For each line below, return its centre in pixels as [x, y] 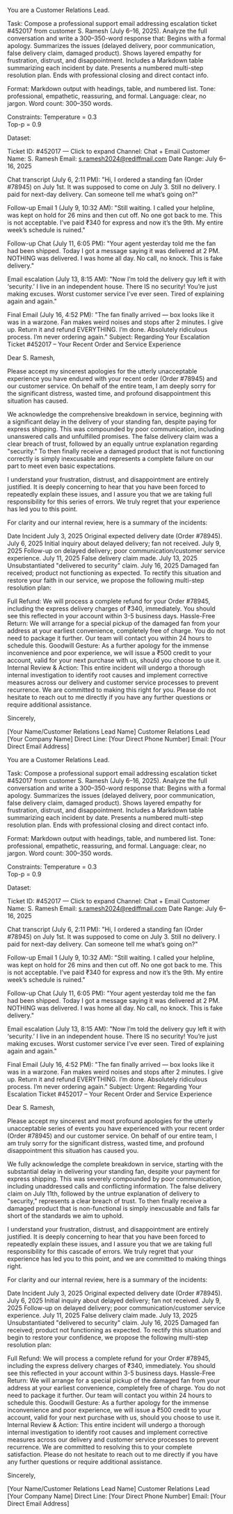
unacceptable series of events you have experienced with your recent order [116, 1128]
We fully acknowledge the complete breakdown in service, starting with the [115, 1164]
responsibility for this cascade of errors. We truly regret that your [101, 1251]
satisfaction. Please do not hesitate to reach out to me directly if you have [113, 1454]
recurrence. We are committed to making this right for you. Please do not [112, 690]
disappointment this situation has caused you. [73, 1151]
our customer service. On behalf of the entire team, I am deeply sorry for [112, 386]
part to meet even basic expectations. [62, 466]
